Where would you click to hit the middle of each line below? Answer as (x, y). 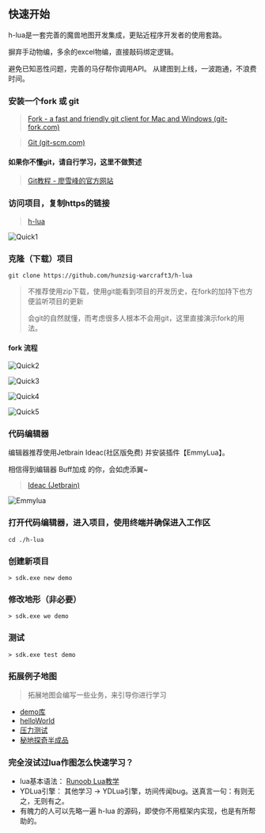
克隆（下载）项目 (41, 259)
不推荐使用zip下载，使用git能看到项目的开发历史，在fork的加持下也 (137, 291)
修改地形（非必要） (45, 599)
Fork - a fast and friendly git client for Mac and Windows (119, 119)
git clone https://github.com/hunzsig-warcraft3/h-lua (100, 275)
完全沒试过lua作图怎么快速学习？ (71, 762)
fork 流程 (23, 347)
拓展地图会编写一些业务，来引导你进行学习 (97, 695)
